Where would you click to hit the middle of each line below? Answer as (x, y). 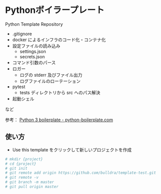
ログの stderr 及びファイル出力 (51, 75)
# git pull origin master (32, 187)
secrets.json (32, 56)
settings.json (33, 51)
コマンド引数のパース (34, 62)
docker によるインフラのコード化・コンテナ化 (59, 40)
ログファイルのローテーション (50, 81)
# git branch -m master (30, 182)
